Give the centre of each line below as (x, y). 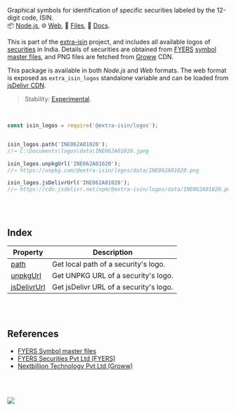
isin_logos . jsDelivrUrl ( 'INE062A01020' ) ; (69, 183)
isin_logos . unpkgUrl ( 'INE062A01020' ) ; (64, 164)
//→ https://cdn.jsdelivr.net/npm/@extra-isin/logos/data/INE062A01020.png (120, 189)
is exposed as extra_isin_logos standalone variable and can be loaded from (118, 78)
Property (28, 252)
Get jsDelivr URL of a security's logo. (113, 286)
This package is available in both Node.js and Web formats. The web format (117, 70)
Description (113, 252)
